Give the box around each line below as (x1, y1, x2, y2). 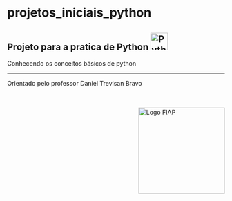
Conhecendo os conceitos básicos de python (7, 59, 137, 67)
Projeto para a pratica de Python (7, 41, 149, 52)
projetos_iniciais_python (7, 5, 152, 21)
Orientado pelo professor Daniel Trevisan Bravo (7, 79, 143, 87)
